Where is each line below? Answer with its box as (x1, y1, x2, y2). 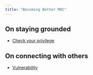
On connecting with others (5, 52, 89, 60)
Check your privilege (12, 38, 55, 44)
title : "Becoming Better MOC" (5, 7, 67, 12)
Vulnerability (12, 65, 38, 71)
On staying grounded (5, 25, 71, 33)
